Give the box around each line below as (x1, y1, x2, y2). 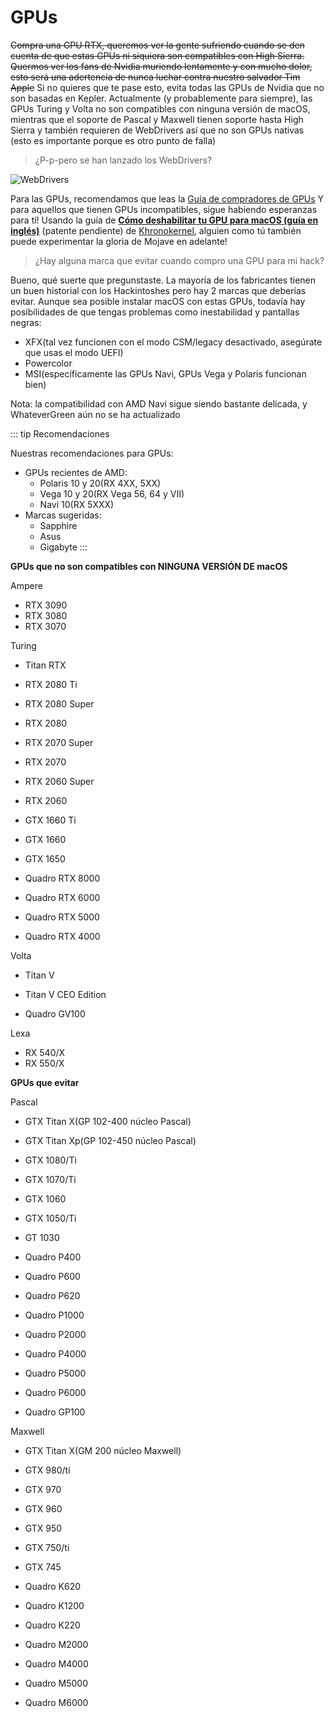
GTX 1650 (24, 852, 66, 865)
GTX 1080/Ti (24, 1154, 77, 1166)
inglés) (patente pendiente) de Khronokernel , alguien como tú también (10, 224, 302, 236)
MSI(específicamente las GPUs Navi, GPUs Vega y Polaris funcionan (24, 367, 307, 380)
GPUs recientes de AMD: (24, 466, 128, 478)
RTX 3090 (24, 599, 68, 611)
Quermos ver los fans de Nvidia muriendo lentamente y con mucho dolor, (10, 60, 313, 72)
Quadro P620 (24, 1289, 81, 1301)
